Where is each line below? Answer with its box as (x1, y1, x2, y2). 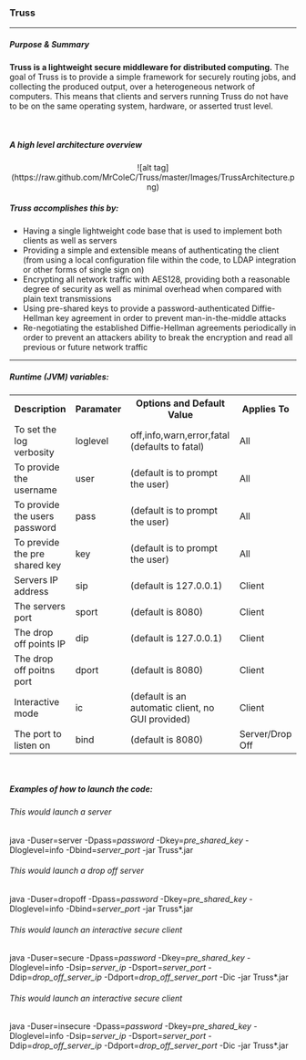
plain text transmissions (22, 294, 112, 305)
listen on (14, 739, 51, 752)
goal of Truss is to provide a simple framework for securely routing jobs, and (9, 71, 297, 83)
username (14, 483, 57, 496)
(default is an (130, 691, 187, 703)
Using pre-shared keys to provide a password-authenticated (22, 303, 250, 314)
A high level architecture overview (9, 139, 143, 150)
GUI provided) (130, 713, 191, 726)
